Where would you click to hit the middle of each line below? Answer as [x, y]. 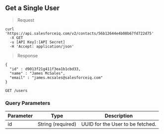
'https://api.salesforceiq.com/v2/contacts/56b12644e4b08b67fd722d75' [80, 33]
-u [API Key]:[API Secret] [37, 42]
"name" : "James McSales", [37, 73]
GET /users [16, 90]
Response [27, 55]
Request [26, 20]
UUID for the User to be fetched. [119, 124]
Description [119, 116]
